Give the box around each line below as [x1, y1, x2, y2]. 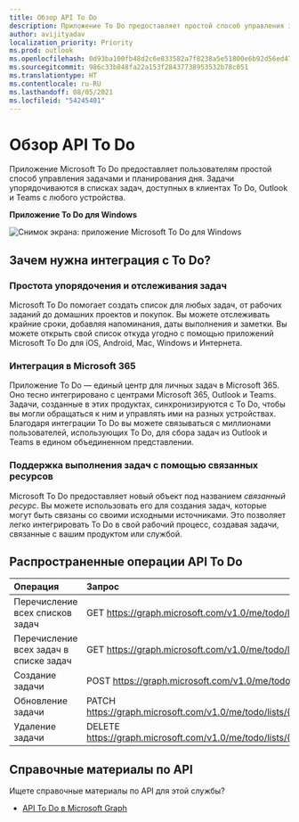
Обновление [13, 695, 69, 707]
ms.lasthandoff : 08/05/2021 [9, 87, 114, 96]
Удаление [13, 720, 56, 733]
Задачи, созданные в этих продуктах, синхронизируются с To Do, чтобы [9, 399, 287, 410]
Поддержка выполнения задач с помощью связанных [9, 459, 259, 472]
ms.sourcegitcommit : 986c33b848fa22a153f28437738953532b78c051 [9, 63, 249, 72]
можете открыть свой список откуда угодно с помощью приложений [9, 328, 274, 339]
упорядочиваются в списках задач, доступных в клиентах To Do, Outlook [9, 183, 288, 193]
